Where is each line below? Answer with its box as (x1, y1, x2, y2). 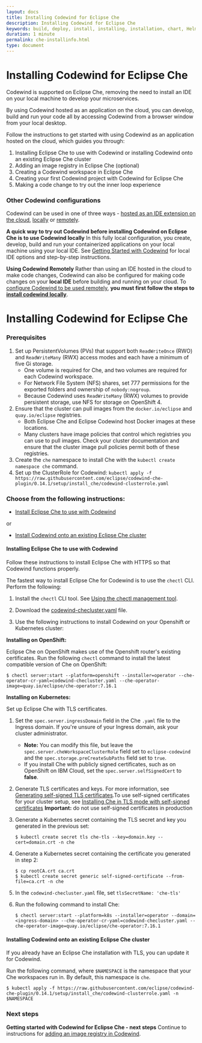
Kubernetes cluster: (14, 625, 64, 632)
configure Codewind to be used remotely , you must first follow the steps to (6, 285, 195, 292)
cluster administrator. (14, 730, 68, 737)
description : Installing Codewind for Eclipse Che (6, 20, 136, 26)
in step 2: (14, 857, 38, 864)
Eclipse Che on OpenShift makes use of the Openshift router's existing (6, 648, 181, 655)
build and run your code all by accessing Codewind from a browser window (6, 113, 194, 120)
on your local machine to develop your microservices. (6, 95, 139, 102)
